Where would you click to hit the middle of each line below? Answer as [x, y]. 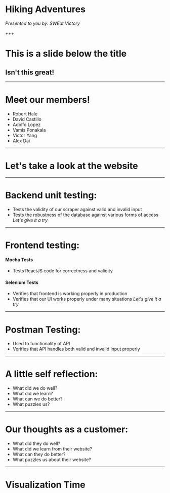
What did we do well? [35, 388]
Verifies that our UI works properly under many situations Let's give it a [87, 299]
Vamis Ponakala [29, 130]
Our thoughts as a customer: [67, 429]
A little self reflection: [52, 374]
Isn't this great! [30, 72]
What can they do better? [39, 455]
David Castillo [27, 119]
